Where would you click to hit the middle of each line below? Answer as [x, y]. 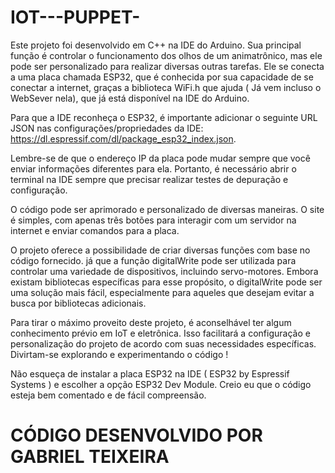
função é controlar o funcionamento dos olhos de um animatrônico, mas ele [166, 55]
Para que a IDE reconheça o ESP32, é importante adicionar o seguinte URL [164, 117]
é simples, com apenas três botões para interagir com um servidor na [153, 220]
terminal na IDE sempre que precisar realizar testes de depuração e [149, 179]
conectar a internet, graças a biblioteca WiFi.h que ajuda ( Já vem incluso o [166, 87]
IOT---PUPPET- [75, 17]
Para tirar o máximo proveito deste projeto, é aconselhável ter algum [151, 322]
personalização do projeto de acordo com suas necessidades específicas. [163, 343]
